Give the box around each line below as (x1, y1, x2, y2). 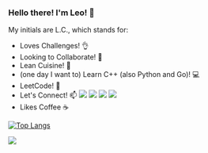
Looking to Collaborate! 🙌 (19, 52, 103, 62)
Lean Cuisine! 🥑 (19, 61, 71, 71)
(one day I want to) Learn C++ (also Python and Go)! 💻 (19, 70, 200, 79)
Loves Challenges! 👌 (19, 41, 89, 51)
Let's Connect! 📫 (19, 90, 78, 100)
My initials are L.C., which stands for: (8, 25, 129, 35)
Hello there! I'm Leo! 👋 (8, 7, 95, 18)
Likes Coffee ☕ (19, 102, 70, 112)
